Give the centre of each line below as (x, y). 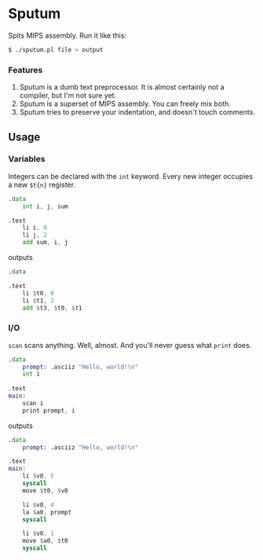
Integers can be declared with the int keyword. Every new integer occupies (131, 176)
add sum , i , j (45, 243)
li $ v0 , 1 (38, 534)
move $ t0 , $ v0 (45, 490)
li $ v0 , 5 (38, 476)
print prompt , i (49, 410)
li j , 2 (35, 235)
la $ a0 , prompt (47, 512)
